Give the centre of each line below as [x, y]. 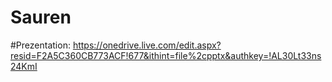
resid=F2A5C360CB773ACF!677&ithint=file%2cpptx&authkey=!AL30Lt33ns [166, 55]
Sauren [41, 17]
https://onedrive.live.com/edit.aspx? [147, 45]
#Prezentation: [40, 45]
